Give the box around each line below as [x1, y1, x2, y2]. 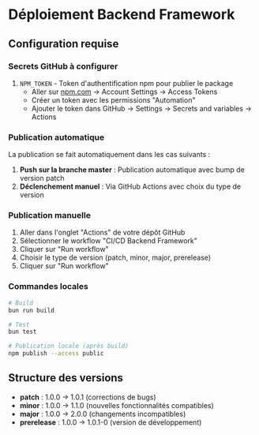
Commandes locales [8, 281, 88, 292]
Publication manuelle [8, 210, 91, 221]
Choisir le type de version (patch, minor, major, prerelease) [19, 253, 212, 262]
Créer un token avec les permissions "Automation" [31, 95, 196, 104]
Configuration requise [8, 37, 119, 51]
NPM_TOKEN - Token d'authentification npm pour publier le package [19, 78, 234, 88]
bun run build [8, 306, 55, 314]
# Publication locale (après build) [8, 342, 129, 351]
